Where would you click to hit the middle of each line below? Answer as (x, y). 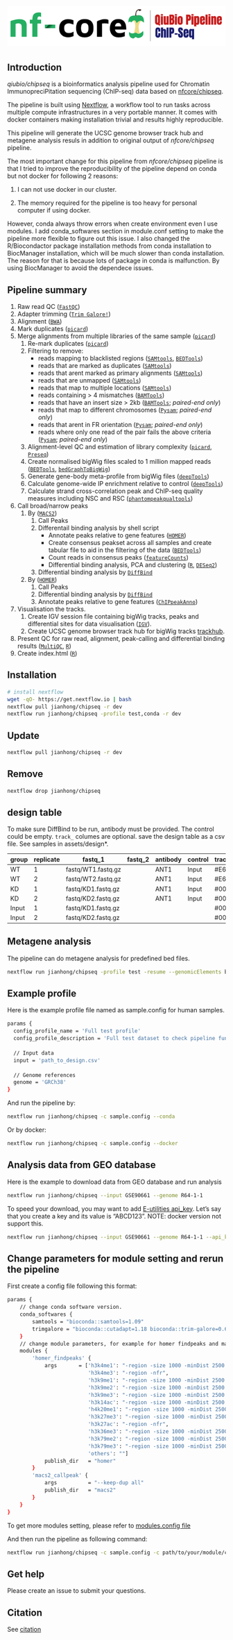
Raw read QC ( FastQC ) (49, 306)
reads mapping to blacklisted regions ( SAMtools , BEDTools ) (120, 358)
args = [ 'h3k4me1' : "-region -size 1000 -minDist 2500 (135, 1366)
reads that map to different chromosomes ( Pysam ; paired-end (125, 410)
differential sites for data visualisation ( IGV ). (89, 624)
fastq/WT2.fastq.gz (93, 879)
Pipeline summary (47, 290)
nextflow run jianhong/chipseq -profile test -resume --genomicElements (114, 972)
